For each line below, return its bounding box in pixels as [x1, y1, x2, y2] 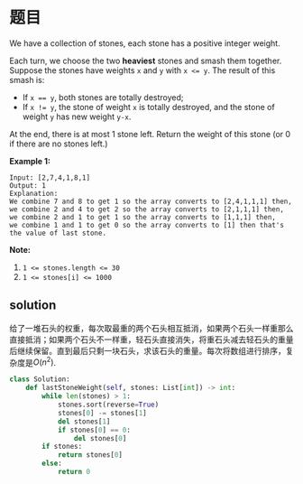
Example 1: [9, 155, 51, 166]
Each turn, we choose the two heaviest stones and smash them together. [9, 55, 282, 66]
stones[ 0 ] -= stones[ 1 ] [57, 408, 147, 417]
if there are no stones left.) [9, 138, 108, 149]
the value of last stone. [9, 228, 106, 237]
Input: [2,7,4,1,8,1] [9, 172, 91, 182]
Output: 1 [9, 181, 47, 190]
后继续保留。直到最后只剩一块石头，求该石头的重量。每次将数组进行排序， [9, 345, 286, 356]
